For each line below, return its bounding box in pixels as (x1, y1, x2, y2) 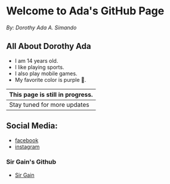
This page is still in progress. (9, 90, 94, 99)
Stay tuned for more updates (9, 100, 89, 109)
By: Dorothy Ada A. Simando (6, 24, 77, 31)
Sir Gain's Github (6, 158, 57, 166)
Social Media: (6, 121, 58, 131)
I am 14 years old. (14, 57, 58, 64)
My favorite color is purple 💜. (14, 76, 86, 83)
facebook (14, 136, 39, 144)
